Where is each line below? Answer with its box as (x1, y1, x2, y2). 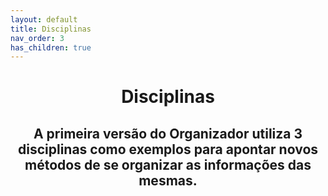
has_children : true (10, 42, 92, 53)
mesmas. (138, 172, 198, 189)
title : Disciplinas (10, 24, 92, 34)
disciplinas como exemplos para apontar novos (17, 141, 319, 158)
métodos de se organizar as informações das (24, 156, 312, 173)
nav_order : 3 (10, 33, 65, 43)
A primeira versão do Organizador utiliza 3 (33, 125, 303, 142)
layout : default (10, 14, 78, 25)
